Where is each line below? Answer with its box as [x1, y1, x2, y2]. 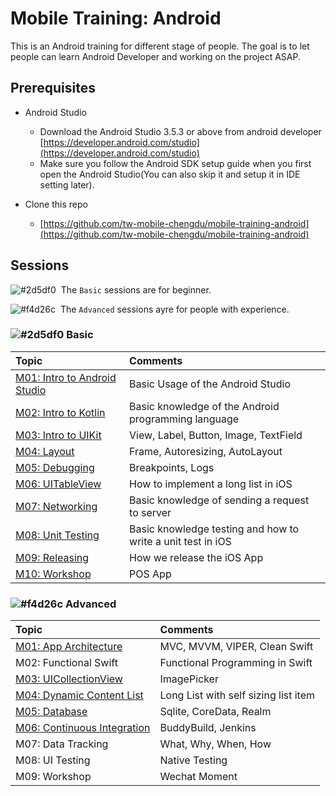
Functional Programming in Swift [159, 656, 313, 670]
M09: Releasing [15, 550, 90, 564]
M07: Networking [15, 499, 98, 513]
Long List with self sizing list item [159, 688, 316, 702]
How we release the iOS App [129, 550, 264, 564]
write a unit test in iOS [129, 534, 232, 548]
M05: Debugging [15, 460, 95, 474]
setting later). [39, 178, 95, 191]
